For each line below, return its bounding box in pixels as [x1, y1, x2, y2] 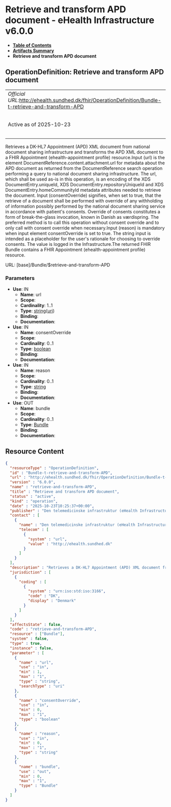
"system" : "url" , [27, 537, 67, 542]
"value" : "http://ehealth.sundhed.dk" [27, 541, 113, 546]
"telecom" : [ [18, 527, 49, 533]
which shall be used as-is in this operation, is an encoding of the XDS [5, 176, 151, 182]
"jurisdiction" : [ [10, 570, 51, 575]
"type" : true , [10, 641, 42, 646]
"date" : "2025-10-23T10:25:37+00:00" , [10, 503, 95, 509]
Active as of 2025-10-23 [8, 121, 71, 128]
